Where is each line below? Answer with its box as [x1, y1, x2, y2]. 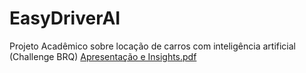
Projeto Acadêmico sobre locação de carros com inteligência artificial [9, 40, 296, 52]
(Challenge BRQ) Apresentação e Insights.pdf [9, 50, 197, 62]
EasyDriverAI [9, 7, 121, 30]
